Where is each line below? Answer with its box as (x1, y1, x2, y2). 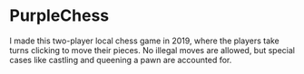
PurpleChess (9, 5, 110, 26)
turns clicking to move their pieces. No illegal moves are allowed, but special (9, 44, 295, 55)
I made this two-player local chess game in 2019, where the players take (9, 35, 279, 46)
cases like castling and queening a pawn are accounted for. (9, 54, 232, 65)
